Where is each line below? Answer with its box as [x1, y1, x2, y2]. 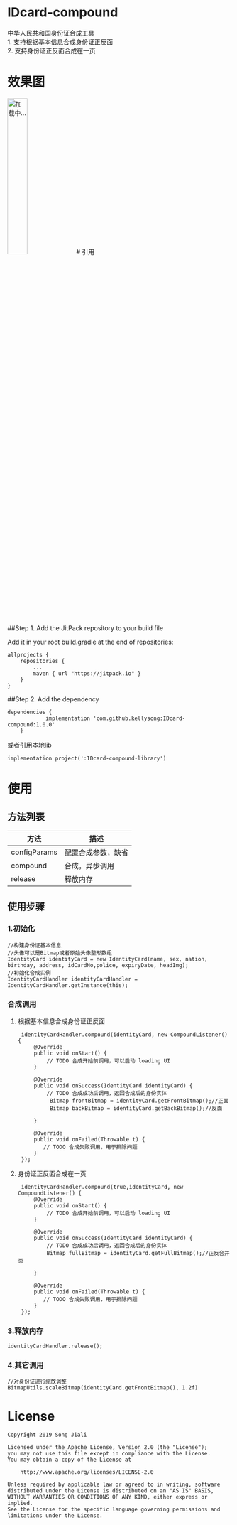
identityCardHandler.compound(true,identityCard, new [21, 1183, 184, 1190]
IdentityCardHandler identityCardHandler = [7, 975, 138, 983]
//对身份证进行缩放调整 [7, 1378, 67, 1386]
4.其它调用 [7, 1360, 44, 1370]
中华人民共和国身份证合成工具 [7, 28, 94, 37]
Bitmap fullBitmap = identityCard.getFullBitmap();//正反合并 [46, 1249, 230, 1256]
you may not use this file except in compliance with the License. [7, 1450, 211, 1457]
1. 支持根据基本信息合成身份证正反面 [7, 37, 114, 46]
